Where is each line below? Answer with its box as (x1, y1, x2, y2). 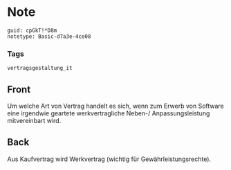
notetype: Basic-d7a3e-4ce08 (7, 32, 91, 40)
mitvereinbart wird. (7, 117, 62, 125)
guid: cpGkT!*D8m (7, 27, 57, 34)
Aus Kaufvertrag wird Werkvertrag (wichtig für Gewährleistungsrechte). (7, 155, 212, 163)
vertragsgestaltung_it (7, 65, 73, 72)
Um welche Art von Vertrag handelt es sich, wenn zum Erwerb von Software (7, 102, 225, 111)
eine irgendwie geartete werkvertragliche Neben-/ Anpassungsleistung (7, 109, 210, 117)
